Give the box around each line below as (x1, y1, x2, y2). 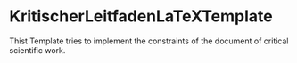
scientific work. (9, 44, 66, 55)
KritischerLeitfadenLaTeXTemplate (9, 6, 274, 27)
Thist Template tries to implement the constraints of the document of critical (9, 35, 289, 46)
